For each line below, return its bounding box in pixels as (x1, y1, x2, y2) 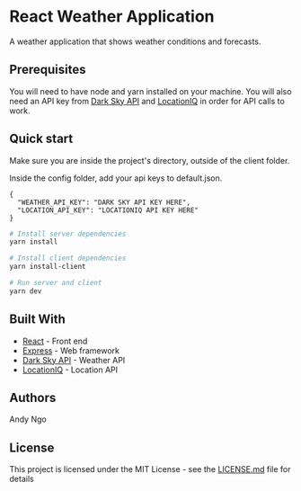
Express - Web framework (22, 344, 120, 356)
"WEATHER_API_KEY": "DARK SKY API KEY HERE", (17, 198, 191, 207)
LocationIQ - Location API (22, 364, 119, 375)
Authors (9, 390, 57, 406)
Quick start (9, 131, 74, 147)
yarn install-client (9, 263, 87, 272)
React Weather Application (9, 6, 215, 27)
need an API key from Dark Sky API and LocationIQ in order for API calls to (9, 95, 285, 106)
